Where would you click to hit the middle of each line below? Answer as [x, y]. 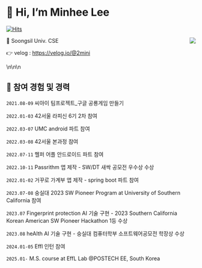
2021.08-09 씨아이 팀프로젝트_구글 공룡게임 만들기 [65, 103]
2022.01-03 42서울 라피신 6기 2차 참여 [52, 116]
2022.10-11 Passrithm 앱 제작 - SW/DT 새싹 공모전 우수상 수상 [80, 167]
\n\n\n [14, 66]
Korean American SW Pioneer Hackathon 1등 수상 [67, 220]
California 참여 [24, 200]
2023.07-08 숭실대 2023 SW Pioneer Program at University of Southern [93, 193]
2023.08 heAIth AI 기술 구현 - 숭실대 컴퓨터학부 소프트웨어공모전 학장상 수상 [95, 233]
